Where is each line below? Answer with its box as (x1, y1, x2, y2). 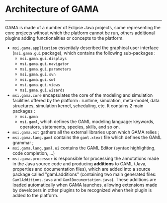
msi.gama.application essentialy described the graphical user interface (12, 45, 159, 51)
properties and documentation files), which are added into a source (12, 166, 151, 172)
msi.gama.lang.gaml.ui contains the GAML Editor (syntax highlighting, (12, 145, 156, 151)
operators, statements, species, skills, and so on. (19, 124, 120, 130)
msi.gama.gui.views (19, 82, 61, 87)
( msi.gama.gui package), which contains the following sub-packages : (12, 50, 156, 56)
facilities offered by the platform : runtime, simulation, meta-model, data (12, 97, 160, 103)
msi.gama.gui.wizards (19, 88, 65, 93)
